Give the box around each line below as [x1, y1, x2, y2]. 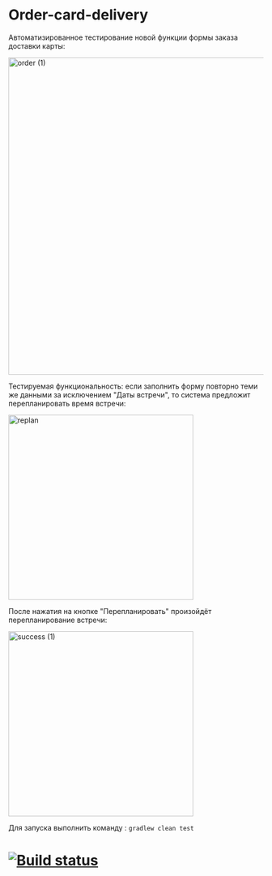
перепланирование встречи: [8, 615, 108, 625]
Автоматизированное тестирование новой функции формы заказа [8, 32, 239, 42]
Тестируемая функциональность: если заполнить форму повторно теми [8, 381, 258, 391]
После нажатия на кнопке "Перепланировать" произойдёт [8, 606, 212, 616]
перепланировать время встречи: [8, 398, 126, 408]
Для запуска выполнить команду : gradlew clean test [8, 822, 194, 832]
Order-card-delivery [8, 6, 148, 24]
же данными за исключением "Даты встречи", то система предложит [8, 389, 251, 399]
